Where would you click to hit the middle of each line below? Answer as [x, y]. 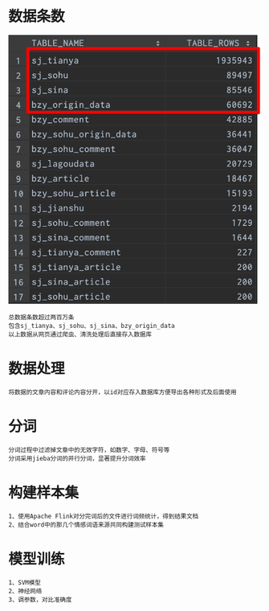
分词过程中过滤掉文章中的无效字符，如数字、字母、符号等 [89, 450]
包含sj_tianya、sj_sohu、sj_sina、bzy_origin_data [92, 326]
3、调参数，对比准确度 [40, 600]
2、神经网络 [25, 591]
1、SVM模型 [25, 582]
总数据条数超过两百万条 [41, 317]
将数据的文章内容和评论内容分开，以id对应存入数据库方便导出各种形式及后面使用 [122, 392]
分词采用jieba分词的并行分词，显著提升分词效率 [77, 458]
